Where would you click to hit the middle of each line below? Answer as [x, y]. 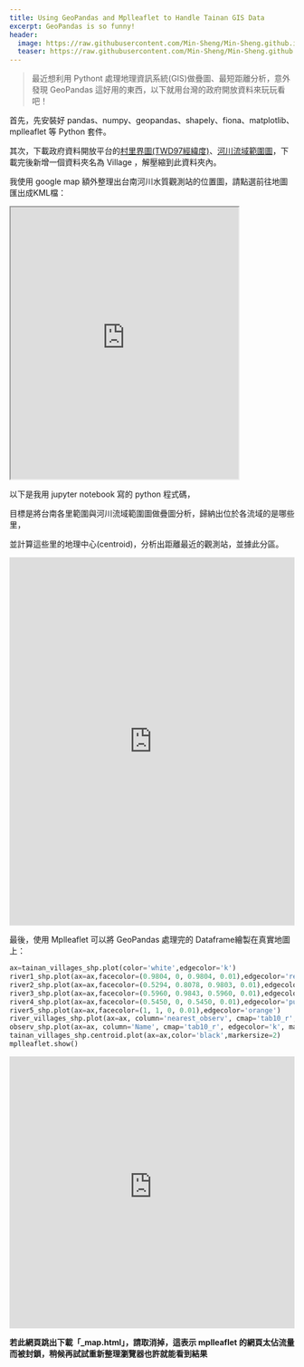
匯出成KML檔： [38, 193]
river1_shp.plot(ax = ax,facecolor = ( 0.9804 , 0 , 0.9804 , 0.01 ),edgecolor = [147, 976]
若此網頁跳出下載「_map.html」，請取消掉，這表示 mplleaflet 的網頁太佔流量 [152, 1342]
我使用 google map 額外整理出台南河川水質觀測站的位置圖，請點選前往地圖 [149, 181]
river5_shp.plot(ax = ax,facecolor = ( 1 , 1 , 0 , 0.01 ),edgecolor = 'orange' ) [145, 1010]
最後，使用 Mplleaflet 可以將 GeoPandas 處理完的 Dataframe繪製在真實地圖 [150, 940]
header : [24, 34]
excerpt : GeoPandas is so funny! [72, 26]
